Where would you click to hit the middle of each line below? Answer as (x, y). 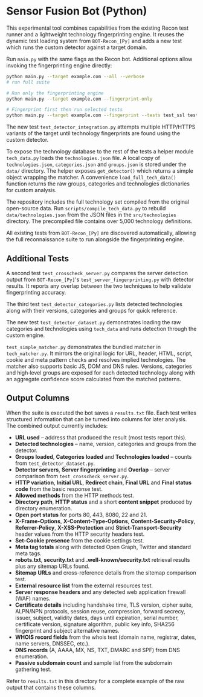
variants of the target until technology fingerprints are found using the (93, 133)
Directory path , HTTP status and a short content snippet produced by (103, 502)
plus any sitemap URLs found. (52, 566)
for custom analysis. (31, 190)
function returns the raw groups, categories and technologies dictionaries (98, 184)
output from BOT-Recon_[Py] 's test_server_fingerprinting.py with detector (100, 279)
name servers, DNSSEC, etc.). (52, 643)
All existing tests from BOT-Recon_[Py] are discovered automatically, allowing (101, 233)
